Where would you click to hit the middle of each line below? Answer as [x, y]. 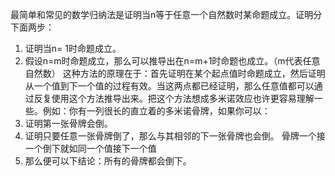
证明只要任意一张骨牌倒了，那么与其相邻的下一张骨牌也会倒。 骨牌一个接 [175, 136]
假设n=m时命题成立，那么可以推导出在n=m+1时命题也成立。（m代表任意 [172, 61]
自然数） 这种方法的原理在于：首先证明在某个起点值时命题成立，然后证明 [175, 73]
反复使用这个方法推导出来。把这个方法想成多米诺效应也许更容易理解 [174, 98]
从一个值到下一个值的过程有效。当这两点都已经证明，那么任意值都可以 [169, 86]
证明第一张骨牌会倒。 [68, 123]
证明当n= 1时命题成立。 [73, 48]
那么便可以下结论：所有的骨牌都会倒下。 [108, 161]
